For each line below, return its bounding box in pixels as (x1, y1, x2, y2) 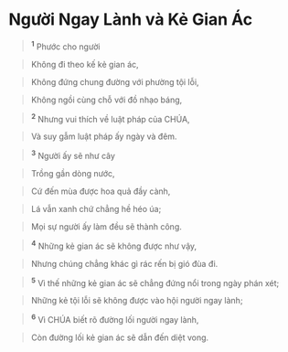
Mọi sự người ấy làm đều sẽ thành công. (30, 220, 182, 232)
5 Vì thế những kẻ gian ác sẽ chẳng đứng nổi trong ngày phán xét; (30, 275, 280, 288)
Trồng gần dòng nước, (30, 167, 115, 178)
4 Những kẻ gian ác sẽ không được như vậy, (30, 239, 197, 251)
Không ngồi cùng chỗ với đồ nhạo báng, (30, 94, 183, 105)
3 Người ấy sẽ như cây (30, 149, 116, 161)
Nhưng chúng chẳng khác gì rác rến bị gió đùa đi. (30, 258, 219, 269)
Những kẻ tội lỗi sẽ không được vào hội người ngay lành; (30, 295, 243, 306)
